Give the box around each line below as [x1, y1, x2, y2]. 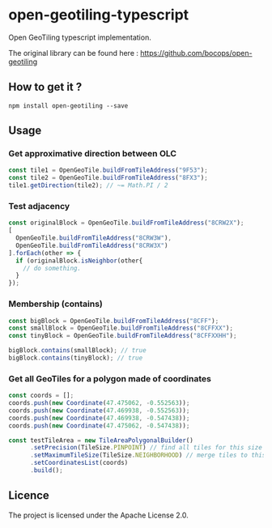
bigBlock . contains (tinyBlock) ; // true [8, 354, 143, 362]
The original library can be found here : [8, 48, 139, 57]
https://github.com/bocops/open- [140, 48, 253, 57]
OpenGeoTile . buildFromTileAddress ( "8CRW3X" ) [15, 241, 168, 249]
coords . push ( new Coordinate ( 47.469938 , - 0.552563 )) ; [8, 407, 190, 415]
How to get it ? [8, 80, 83, 94]
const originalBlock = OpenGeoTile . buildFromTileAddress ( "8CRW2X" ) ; [8, 219, 244, 228]
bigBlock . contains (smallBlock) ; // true [8, 347, 147, 355]
